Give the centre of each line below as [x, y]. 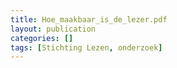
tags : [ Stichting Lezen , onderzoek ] [86, 47]
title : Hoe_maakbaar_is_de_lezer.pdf [89, 19]
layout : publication [53, 29]
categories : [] [42, 38]
